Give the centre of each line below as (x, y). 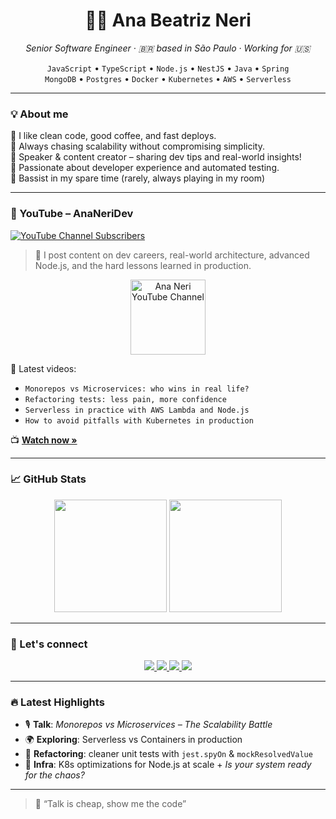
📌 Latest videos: (43, 368)
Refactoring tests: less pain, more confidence (125, 399)
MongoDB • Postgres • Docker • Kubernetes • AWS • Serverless (168, 78)
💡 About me (39, 114)
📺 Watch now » (44, 440)
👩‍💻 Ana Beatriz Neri (168, 20)
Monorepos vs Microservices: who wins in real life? (137, 389)
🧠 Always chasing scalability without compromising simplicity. (137, 146)
